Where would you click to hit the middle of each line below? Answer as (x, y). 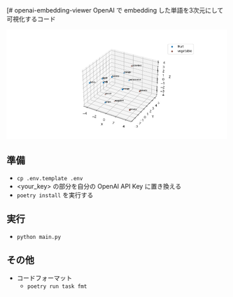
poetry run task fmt (57, 287)
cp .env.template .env (50, 178)
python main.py (39, 237)
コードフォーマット (44, 278)
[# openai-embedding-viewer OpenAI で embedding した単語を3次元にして (115, 10)
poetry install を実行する (55, 195)
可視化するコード (31, 19)
